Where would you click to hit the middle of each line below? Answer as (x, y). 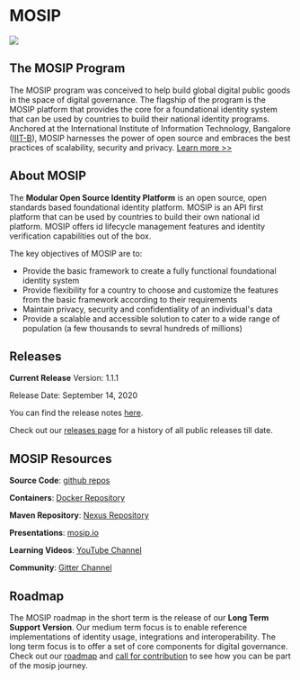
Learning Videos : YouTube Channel (75, 550)
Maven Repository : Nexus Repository (79, 515)
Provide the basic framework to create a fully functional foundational (149, 270)
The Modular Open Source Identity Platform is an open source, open (138, 197)
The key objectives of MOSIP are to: (76, 253)
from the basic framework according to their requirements (130, 299)
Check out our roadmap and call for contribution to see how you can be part (150, 656)
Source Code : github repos (60, 481)
